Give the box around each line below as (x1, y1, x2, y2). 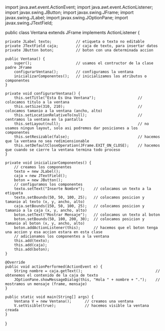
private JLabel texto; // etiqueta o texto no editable (5, 39, 145, 44)
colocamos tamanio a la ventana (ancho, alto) (5, 108, 103, 113)
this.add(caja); (14, 242, 48, 247)
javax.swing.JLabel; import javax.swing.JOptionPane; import (5, 15, 128, 20)
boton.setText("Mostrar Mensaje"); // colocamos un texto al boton (14, 212, 161, 217)
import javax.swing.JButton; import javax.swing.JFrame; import (5, 9, 134, 15)
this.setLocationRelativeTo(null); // (14, 113, 142, 118)
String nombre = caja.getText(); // (14, 269, 161, 274)
